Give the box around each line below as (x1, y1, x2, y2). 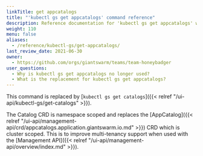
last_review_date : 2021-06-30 (6, 48, 83, 54)
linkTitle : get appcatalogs (6, 8, 77, 15)
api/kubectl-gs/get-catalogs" (6, 99, 79, 106)
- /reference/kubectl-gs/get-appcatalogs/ (11, 43, 120, 49)
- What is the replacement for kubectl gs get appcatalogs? (11, 76, 166, 82)
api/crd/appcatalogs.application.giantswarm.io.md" (6, 124, 134, 131)
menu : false (6, 31, 36, 37)
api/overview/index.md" (6, 143, 66, 151)
